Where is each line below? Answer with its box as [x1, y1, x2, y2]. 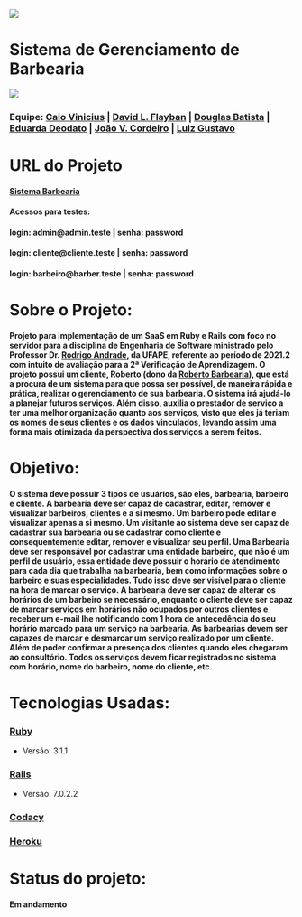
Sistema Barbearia [9, 185, 80, 196]
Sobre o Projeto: [9, 300, 133, 321]
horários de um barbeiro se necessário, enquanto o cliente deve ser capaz [9, 594, 293, 604]
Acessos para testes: [9, 206, 91, 217]
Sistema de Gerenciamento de [9, 40, 241, 61]
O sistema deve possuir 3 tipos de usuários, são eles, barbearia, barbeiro [9, 488, 289, 499]
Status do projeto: [9, 868, 147, 889]
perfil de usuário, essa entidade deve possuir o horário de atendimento [9, 556, 281, 566]
